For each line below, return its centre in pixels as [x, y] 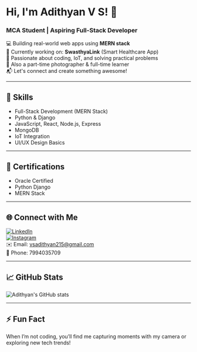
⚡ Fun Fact [26, 319]
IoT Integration [32, 136]
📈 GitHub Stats [35, 278]
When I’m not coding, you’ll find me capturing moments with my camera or [96, 336]
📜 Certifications [35, 167]
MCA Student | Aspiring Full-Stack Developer [72, 31]
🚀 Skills [20, 97]
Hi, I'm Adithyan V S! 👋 [62, 12]
